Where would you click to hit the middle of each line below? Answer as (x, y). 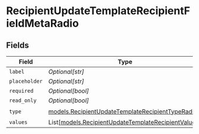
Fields (18, 45)
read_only (23, 101)
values (18, 122)
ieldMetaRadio (42, 23)
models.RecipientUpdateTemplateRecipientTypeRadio (123, 112)
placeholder (26, 81)
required (21, 91)
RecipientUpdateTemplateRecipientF (98, 11)
